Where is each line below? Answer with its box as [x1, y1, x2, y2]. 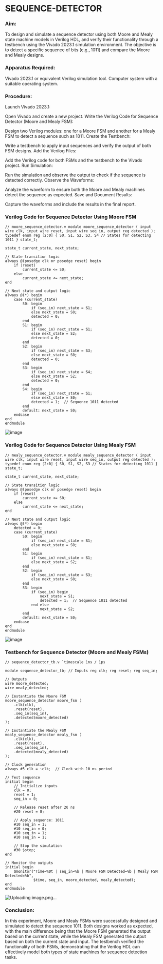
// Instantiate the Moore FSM [5, 694, 67, 698]
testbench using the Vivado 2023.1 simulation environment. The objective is [5, 42, 157, 48]
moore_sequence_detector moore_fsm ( [5, 698, 82, 703]
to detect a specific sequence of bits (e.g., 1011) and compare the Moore [5, 47, 150, 53]
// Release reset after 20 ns [14, 805, 75, 810]
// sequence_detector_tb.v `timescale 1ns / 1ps [5, 659, 106, 664]
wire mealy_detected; [5, 685, 49, 690]
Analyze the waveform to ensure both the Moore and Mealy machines [5, 186, 145, 193]
